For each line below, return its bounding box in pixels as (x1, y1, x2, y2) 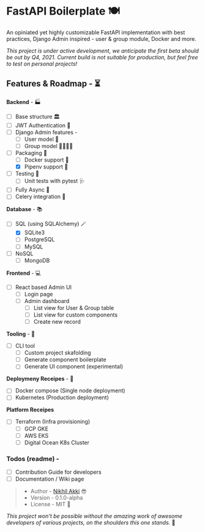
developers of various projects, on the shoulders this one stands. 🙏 (6, 519, 176, 526)
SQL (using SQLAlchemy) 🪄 (15, 220, 87, 228)
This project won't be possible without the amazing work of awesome (6, 512, 182, 520)
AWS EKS (24, 432, 49, 439)
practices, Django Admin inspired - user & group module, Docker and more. (6, 35, 197, 42)
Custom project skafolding (24, 349, 91, 356)
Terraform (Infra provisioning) (15, 418, 91, 425)
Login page (24, 290, 53, 298)
